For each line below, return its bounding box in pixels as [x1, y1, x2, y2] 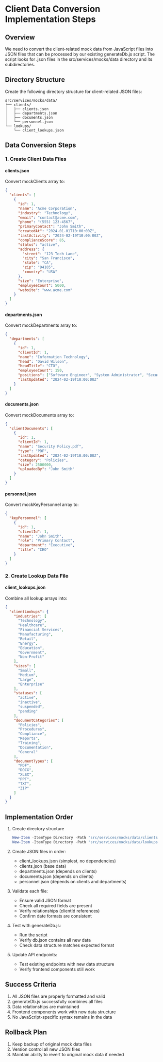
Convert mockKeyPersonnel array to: [5, 502, 79, 507]
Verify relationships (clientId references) [19, 908, 100, 913]
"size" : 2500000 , [17, 462, 53, 467]
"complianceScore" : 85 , [17, 238, 66, 242]
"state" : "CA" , [22, 261, 53, 265]
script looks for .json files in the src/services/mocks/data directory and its [5, 56, 153, 62]
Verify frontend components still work [19, 966, 95, 972]
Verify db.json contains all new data [19, 937, 91, 943]
